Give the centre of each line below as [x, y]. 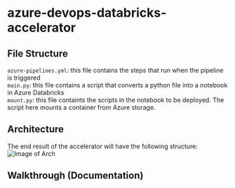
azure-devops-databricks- [87, 13]
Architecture [36, 130]
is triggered [24, 78]
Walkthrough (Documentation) [75, 176]
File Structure [38, 53]
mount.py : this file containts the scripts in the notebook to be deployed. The [116, 100]
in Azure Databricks [36, 93]
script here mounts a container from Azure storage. [81, 107]
